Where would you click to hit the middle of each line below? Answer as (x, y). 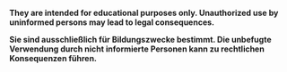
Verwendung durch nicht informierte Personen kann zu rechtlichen (137, 49)
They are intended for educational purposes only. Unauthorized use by (144, 13)
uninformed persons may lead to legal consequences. (112, 22)
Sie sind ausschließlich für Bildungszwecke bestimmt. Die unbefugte (140, 40)
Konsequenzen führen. (53, 58)
